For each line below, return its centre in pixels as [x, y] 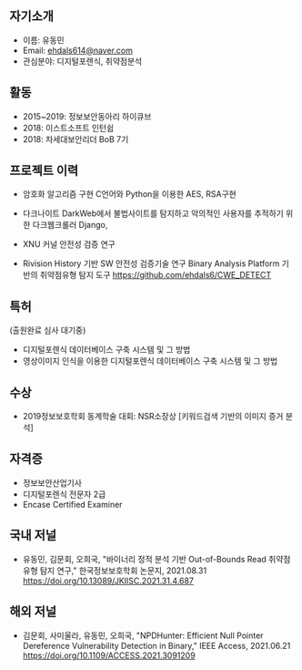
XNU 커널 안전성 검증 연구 [69, 244]
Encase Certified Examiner [72, 504]
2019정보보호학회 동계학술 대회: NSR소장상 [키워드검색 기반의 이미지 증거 [153, 417]
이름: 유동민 [44, 40]
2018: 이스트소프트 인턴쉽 [68, 128]
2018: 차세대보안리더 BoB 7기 [75, 139]
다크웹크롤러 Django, [70, 225]
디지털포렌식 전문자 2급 [64, 494]
